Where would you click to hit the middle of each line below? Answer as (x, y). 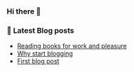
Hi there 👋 (24, 11)
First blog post (38, 61)
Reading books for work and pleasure (72, 46)
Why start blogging (45, 53)
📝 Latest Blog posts (41, 30)
